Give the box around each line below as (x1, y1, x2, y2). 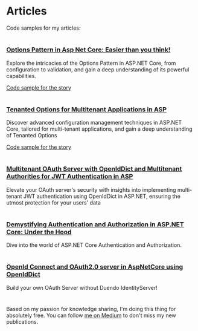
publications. (6, 318, 39, 325)
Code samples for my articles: (6, 24, 81, 31)
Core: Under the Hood (6, 228, 72, 236)
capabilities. (6, 72, 36, 79)
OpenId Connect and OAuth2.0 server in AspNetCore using (6, 263, 184, 271)
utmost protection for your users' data (6, 198, 101, 206)
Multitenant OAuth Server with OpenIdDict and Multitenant (6, 165, 182, 173)
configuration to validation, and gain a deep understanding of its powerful (6, 65, 190, 73)
